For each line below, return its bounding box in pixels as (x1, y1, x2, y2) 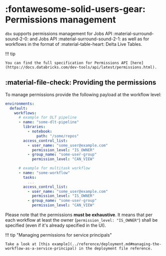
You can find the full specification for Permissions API (5, 60, 128, 65)
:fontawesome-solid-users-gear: (5, 3, 146, 15)
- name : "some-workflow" (18, 170, 70, 175)
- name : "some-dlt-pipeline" (18, 120, 79, 125)
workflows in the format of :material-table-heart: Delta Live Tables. (5, 41, 143, 47)
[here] (130, 60, 144, 65)
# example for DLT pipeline (18, 115, 77, 120)
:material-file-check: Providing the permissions (5, 78, 157, 87)
